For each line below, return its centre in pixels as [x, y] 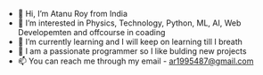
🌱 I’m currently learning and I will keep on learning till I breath [130, 41]
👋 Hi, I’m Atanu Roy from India [72, 14]
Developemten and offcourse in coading [91, 32]
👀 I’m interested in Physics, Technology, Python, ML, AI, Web [129, 23]
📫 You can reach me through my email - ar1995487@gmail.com [136, 61]
